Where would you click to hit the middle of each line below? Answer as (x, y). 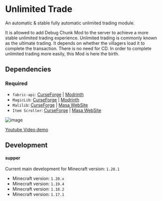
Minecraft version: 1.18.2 (38, 189)
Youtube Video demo (27, 129)
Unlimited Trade (39, 9)
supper (13, 158)
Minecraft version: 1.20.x (38, 179)
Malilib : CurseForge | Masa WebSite (50, 105)
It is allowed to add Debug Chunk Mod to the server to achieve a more (77, 32)
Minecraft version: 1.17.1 (38, 195)
